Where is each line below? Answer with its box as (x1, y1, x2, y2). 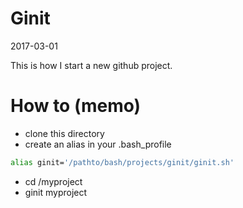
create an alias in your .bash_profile (24, 138, 172, 150)
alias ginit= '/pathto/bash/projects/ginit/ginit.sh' (10, 157, 235, 167)
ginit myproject (24, 186, 88, 198)
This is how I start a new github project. (10, 59, 173, 71)
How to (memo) (10, 95, 142, 117)
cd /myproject (24, 175, 83, 187)
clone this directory (24, 127, 105, 139)
